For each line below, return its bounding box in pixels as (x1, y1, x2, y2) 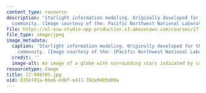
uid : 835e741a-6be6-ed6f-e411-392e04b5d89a (6, 77, 120, 83)
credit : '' (12, 54, 40, 61)
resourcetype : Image (6, 65, 59, 72)
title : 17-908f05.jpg (6, 72, 62, 78)
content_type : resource (6, 9, 67, 15)
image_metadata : (6, 37, 48, 43)
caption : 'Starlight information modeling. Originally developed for (12, 43, 193, 50)
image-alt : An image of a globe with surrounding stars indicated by (12, 60, 193, 66)
